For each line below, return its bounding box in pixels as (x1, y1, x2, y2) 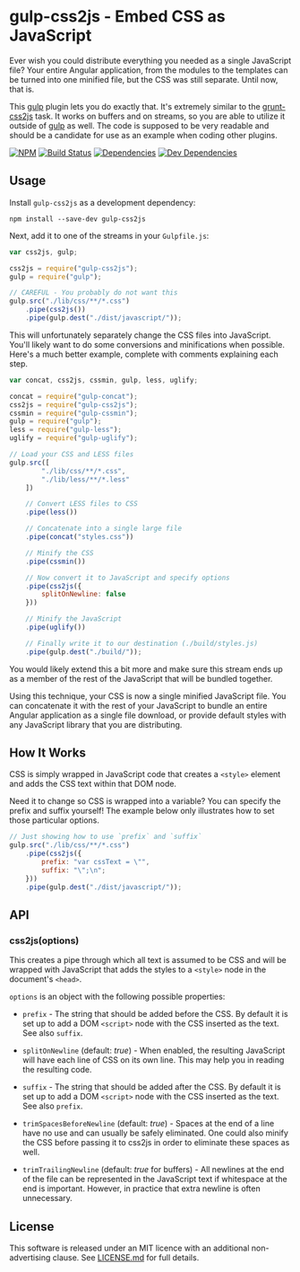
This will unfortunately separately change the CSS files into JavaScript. (9, 330, 271, 340)
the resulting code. (21, 1064, 92, 1075)
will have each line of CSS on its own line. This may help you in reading (21, 1055, 285, 1065)
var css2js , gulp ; (9, 247, 78, 257)
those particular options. (9, 815, 100, 826)
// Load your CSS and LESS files (9, 450, 134, 459)
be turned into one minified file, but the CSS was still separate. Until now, (9, 74, 279, 84)
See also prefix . (21, 1100, 83, 1111)
